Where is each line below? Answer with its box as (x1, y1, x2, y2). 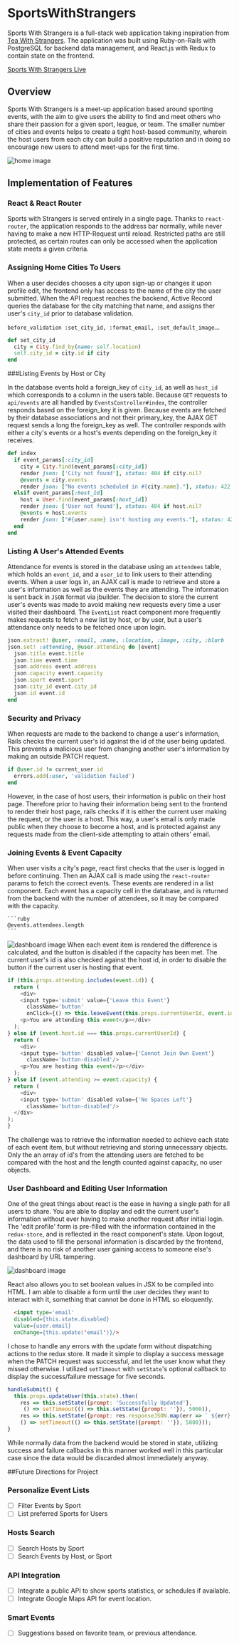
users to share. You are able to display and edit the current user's (7, 1207, 199, 1216)
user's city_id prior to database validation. (7, 308, 134, 318)
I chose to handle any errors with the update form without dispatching (7, 1341, 212, 1351)
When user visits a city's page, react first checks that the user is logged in (7, 863, 225, 872)
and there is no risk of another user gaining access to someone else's (7, 1245, 212, 1254)
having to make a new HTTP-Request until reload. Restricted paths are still (7, 229, 225, 238)
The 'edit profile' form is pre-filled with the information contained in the (7, 1222, 216, 1231)
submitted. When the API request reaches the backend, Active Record (7, 293, 213, 302)
